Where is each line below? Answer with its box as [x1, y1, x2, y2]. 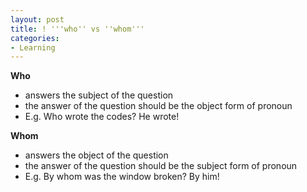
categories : [10, 33, 60, 43]
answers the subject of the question [24, 89, 174, 101]
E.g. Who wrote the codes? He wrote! [24, 111, 180, 123]
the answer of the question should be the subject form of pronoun [24, 160, 298, 172]
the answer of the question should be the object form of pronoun [24, 100, 293, 112]
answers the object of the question [24, 149, 169, 161]
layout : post [10, 14, 65, 25]
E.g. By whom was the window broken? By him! [24, 171, 220, 183]
